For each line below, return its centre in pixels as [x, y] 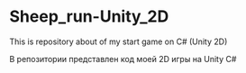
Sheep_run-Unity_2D [89, 17]
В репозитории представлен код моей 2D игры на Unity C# [123, 59]
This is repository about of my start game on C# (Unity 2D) [118, 41]
